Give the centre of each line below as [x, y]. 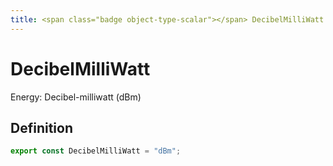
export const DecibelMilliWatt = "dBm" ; [96, 151]
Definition [41, 127]
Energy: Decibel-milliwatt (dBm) [76, 97]
